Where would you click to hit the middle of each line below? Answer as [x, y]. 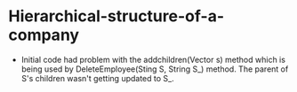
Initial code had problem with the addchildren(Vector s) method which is [153, 59]
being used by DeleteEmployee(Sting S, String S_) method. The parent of [155, 69]
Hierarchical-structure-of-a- [116, 16]
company [44, 35]
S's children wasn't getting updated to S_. [97, 78]
